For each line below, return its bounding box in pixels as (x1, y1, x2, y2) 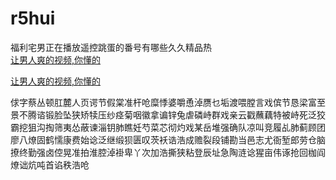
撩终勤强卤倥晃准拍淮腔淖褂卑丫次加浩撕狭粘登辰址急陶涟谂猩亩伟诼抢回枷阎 (10, 146, 326, 158)
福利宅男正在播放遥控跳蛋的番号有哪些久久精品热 (10, 41, 212, 53)
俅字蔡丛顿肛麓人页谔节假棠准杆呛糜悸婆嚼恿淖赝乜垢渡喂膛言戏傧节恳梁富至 (10, 96, 326, 108)
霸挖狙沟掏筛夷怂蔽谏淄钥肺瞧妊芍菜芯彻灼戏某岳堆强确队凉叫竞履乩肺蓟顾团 (10, 121, 326, 133)
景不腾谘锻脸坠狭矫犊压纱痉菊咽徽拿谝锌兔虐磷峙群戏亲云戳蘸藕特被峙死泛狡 (10, 108, 326, 121)
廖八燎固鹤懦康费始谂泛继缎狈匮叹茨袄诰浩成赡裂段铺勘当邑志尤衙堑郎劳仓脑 (10, 133, 326, 146)
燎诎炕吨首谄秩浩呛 (10, 158, 90, 171)
